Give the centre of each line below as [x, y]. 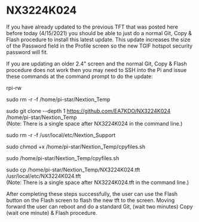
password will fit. [27, 52]
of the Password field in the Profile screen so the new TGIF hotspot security [99, 46]
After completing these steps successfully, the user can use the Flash [92, 193]
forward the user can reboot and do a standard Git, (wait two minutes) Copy [99, 207]
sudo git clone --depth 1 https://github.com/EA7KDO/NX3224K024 [88, 111]
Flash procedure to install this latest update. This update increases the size [98, 39]
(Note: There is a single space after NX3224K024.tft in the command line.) [98, 182]
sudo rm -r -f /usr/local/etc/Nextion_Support [61, 135]
